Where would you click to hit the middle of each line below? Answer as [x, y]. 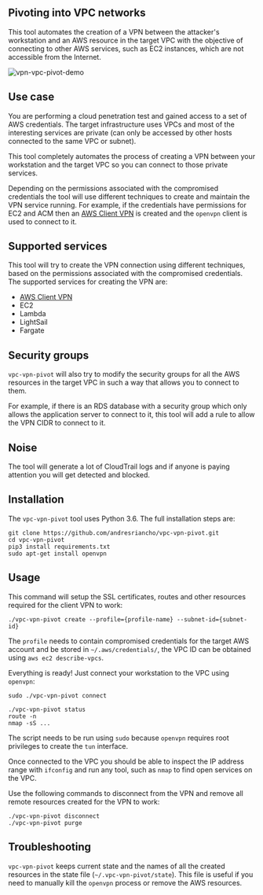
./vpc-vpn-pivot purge [45, 823]
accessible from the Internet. [55, 57]
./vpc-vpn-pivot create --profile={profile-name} [91, 619]
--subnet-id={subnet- [212, 619]
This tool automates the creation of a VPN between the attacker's [114, 31]
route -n [22, 716]
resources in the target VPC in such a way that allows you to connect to [124, 383]
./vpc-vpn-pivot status [47, 709]
